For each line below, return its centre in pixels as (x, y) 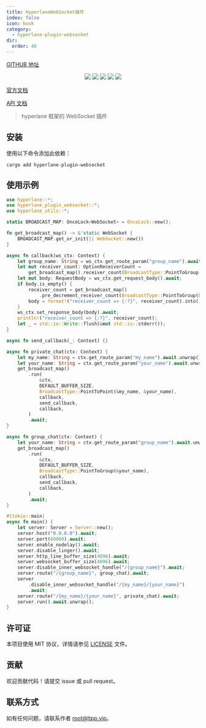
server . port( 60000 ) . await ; (52, 539)
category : (19, 29)
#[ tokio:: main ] (26, 516)
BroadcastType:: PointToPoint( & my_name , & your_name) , (108, 392)
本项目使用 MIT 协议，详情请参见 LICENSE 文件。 (68, 644)
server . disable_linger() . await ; (59, 550)
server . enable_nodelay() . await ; (59, 545)
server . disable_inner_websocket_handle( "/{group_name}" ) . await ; (101, 567)
